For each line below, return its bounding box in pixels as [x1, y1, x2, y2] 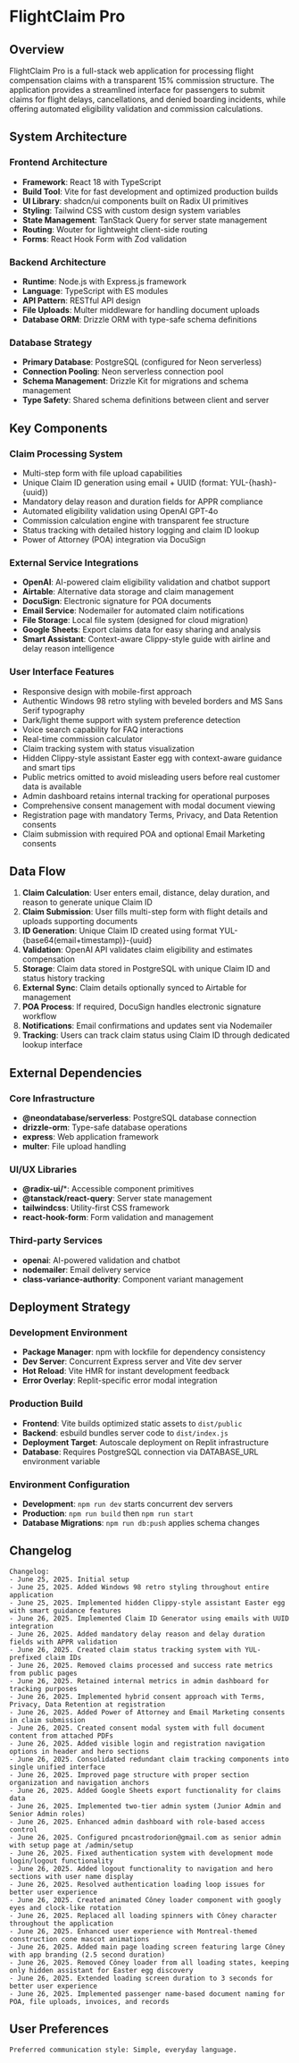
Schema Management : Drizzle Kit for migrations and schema [21, 375, 249, 386]
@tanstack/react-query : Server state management [21, 1193, 212, 1204]
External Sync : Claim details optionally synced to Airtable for [21, 982, 247, 993]
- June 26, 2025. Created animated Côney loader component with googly [9, 1895, 281, 1905]
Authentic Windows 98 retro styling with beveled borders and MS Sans [21, 695, 284, 706]
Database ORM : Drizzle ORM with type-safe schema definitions [21, 314, 257, 324]
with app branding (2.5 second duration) [9, 1950, 166, 1959]
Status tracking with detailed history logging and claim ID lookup [21, 525, 260, 535]
